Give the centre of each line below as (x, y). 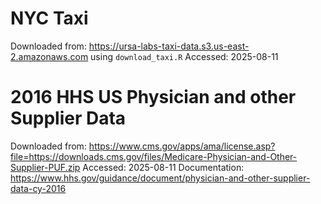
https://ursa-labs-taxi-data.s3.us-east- (169, 46)
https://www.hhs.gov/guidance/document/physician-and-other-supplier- (160, 178)
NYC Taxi (49, 18)
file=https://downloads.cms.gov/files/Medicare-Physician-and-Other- (154, 156)
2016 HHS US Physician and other (153, 97)
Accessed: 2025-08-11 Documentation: (163, 167)
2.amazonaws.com (49, 56)
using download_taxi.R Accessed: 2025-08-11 (184, 56)
